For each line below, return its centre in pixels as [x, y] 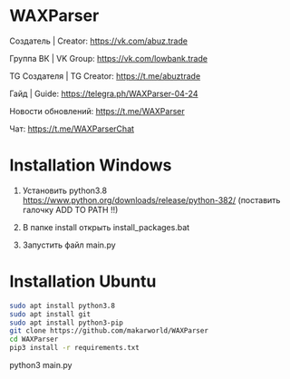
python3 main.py [41, 365]
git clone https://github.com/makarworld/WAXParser [109, 331]
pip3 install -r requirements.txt [75, 348]
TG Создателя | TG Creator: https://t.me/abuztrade [105, 76]
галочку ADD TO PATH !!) [70, 209]
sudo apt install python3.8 [63, 306]
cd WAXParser [34, 340]
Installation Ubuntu [83, 282]
